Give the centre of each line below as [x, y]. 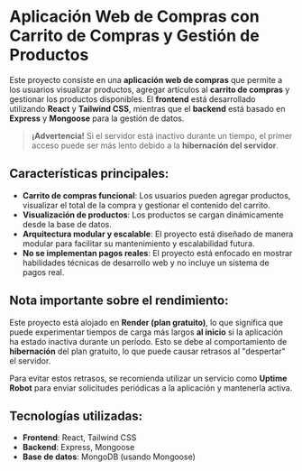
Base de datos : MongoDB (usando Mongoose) [109, 457]
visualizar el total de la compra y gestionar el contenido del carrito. [146, 205]
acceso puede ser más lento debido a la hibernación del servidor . [155, 145]
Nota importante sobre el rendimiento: [119, 301]
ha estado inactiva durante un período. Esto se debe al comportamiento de [148, 341]
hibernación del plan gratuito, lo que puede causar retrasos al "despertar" [147, 351]
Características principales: [89, 174]
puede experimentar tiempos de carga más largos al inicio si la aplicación [146, 332]
